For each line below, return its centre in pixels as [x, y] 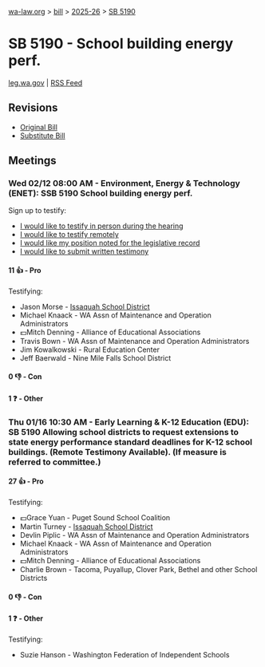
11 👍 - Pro [25, 270]
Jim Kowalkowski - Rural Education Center [89, 349]
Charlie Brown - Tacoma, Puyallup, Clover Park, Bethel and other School [138, 569]
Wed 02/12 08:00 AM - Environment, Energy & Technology [125, 184]
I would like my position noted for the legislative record [110, 243]
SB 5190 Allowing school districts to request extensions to [124, 432]
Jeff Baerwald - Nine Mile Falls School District [95, 357]
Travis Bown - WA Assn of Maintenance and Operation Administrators [134, 341]
